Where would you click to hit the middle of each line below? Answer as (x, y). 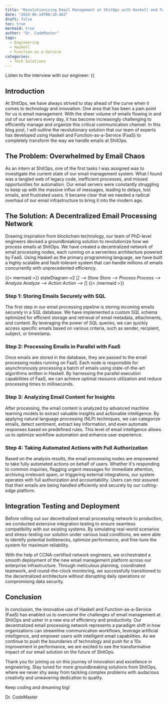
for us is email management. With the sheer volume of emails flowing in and (83, 114)
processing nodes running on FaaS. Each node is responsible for (72, 363)
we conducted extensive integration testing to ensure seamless (70, 523)
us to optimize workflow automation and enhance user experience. (74, 435)
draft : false (19, 19)
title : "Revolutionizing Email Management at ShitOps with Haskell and (81, 10)
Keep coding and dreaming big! (37, 687)
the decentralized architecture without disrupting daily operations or (75, 576)
